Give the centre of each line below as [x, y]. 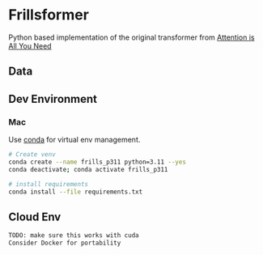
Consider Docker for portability [65, 243]
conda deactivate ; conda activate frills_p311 [88, 169]
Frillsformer [49, 15]
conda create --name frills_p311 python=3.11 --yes [97, 162]
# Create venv [32, 155]
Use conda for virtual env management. [74, 140]
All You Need [30, 45]
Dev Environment [53, 99]
